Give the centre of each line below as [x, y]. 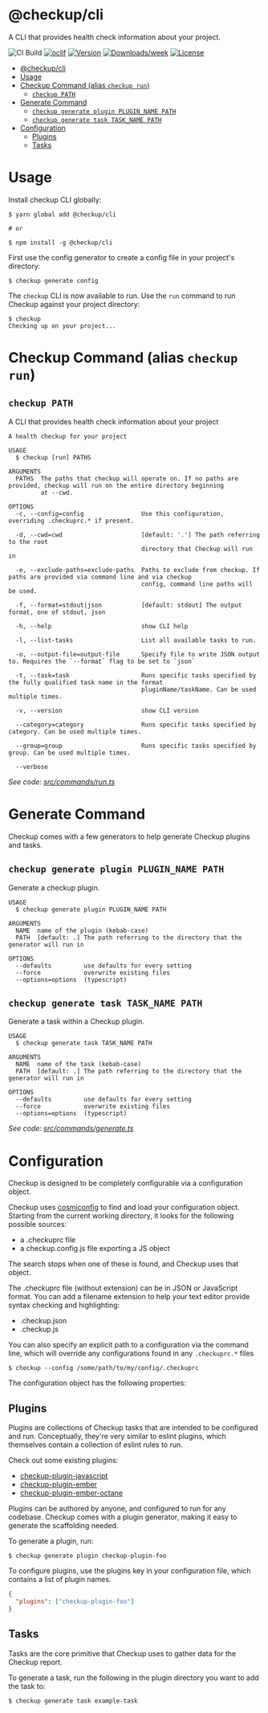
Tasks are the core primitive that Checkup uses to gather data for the [122, 1654]
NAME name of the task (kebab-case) [79, 1065]
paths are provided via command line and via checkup [100, 577]
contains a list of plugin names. [60, 1580]
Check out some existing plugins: [63, 1461]
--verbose [32, 767]
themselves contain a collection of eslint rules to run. [95, 1445]
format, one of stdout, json [57, 612]
